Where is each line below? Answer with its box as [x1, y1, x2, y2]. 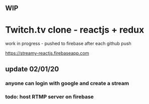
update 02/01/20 [5, 64, 59, 73]
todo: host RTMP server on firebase [5, 93, 94, 100]
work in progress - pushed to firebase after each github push [5, 40, 131, 46]
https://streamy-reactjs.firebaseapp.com [5, 50, 89, 56]
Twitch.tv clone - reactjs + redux [5, 24, 144, 35]
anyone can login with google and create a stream [5, 79, 129, 86]
